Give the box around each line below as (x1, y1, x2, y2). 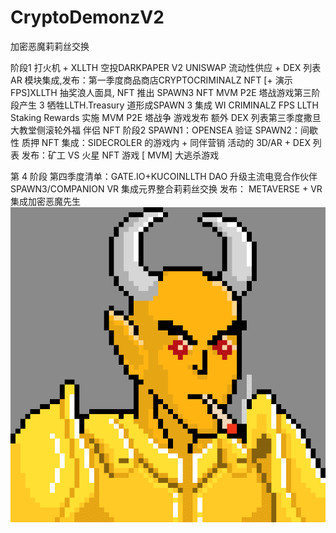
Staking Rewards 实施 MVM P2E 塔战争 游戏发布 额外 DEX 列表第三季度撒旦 (10, 111, 322, 123)
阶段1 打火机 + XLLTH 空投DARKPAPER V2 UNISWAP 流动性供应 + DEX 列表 (10, 61, 322, 73)
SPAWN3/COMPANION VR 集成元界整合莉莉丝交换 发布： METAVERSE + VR (10, 182, 323, 195)
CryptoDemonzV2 (10, 6, 165, 29)
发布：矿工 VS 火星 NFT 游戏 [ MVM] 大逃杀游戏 (21, 149, 220, 161)
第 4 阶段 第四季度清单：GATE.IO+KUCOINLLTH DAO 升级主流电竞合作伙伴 (10, 170, 318, 182)
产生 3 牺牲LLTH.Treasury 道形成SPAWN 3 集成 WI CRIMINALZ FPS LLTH (18, 99, 319, 111)
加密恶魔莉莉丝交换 (10, 40, 90, 52)
